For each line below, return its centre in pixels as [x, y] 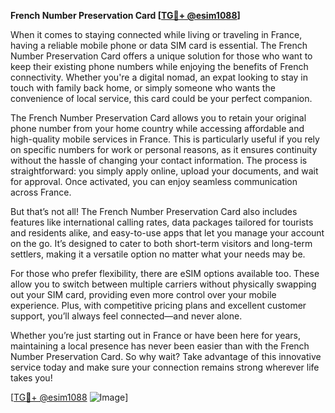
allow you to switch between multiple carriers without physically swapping [163, 284]
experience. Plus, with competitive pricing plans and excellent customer [158, 305]
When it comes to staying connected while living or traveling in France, [156, 34]
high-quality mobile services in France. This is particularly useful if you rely [165, 139]
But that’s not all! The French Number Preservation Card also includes [154, 211]
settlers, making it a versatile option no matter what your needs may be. [158, 254]
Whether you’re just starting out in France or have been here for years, [156, 335]
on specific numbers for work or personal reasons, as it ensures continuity [164, 149]
